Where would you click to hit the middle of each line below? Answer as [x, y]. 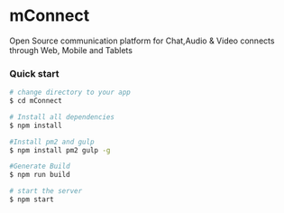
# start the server [46, 191]
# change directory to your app [70, 93]
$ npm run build [40, 175]
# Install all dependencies [62, 117]
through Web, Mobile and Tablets [71, 50]
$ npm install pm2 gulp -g [60, 150]
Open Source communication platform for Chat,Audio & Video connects [142, 41]
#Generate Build [40, 167]
